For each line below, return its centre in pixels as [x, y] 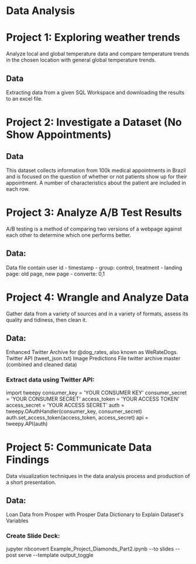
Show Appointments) [59, 135]
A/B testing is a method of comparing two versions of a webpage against [94, 229]
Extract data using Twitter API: [50, 380]
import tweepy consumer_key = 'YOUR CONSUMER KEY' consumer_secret [97, 393]
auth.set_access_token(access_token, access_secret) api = [77, 417]
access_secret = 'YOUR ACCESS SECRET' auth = [65, 405]
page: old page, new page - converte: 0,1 [56, 274]
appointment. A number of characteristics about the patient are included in [96, 183]
